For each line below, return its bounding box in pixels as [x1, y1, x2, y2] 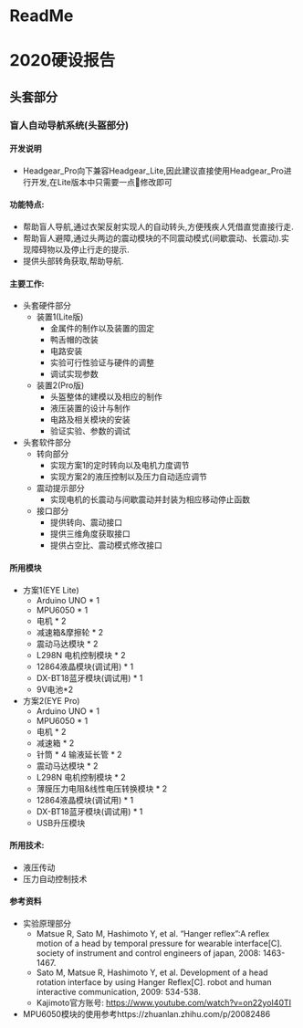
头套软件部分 [22, 437, 71, 448]
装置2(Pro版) [36, 380, 85, 391]
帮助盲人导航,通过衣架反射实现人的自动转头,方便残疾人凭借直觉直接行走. [22, 221, 294, 233]
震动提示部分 [36, 483, 85, 494]
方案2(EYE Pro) [22, 695, 80, 706]
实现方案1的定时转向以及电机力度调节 [49, 460, 190, 471]
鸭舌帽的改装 [49, 334, 99, 345]
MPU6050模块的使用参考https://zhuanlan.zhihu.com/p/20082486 [22, 1008, 271, 1019]
